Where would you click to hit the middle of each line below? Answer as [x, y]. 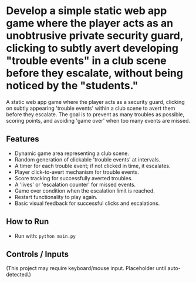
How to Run [28, 222]
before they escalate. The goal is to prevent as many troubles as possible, [95, 114]
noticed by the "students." [72, 86]
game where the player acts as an [90, 23]
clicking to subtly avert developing [92, 48]
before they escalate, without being [95, 73]
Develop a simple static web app [87, 11]
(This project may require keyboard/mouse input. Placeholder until [86, 268]
